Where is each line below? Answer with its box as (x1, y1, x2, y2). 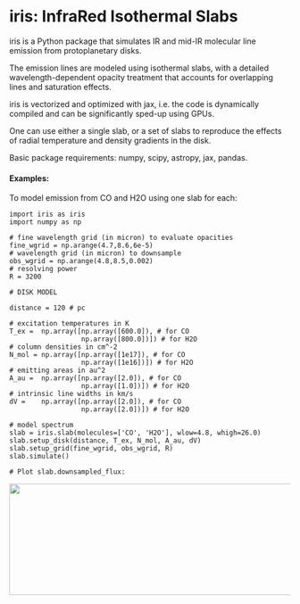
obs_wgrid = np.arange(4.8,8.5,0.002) (9, 257, 154, 266)
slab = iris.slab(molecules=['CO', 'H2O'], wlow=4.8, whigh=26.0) (9, 428, 262, 438)
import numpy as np (9, 218, 82, 227)
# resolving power (9, 265, 78, 274)
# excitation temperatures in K (9, 319, 129, 328)
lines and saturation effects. (9, 81, 112, 92)
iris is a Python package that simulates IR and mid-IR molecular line (9, 36, 256, 46)
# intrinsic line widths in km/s (9, 390, 134, 399)
